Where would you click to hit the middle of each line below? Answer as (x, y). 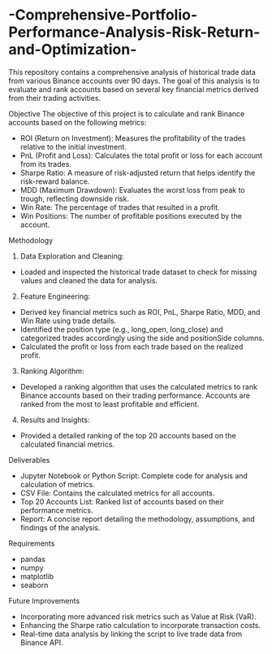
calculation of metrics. (58, 484)
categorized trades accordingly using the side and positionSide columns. (142, 338)
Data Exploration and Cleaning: (72, 256)
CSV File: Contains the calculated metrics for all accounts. (117, 493)
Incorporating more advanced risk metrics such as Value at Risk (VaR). (138, 617)
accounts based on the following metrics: (78, 122)
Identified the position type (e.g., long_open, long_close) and (121, 329)
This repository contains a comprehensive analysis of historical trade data (132, 72)
